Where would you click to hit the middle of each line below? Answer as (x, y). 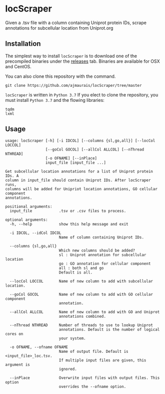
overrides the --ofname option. (92, 386)
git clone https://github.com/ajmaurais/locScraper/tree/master (73, 85)
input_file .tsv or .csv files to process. (68, 211)
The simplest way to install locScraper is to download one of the (71, 56)
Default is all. (76, 272)
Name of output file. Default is (93, 351)
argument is (17, 364)
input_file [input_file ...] (76, 163)
